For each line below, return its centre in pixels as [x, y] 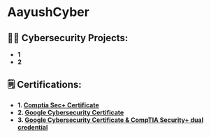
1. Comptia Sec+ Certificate [58, 105]
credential [32, 127]
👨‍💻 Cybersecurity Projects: [68, 38]
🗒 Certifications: [44, 85]
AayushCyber [48, 12]
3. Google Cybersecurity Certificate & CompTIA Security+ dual [110, 120]
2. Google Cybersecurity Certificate [71, 112]
